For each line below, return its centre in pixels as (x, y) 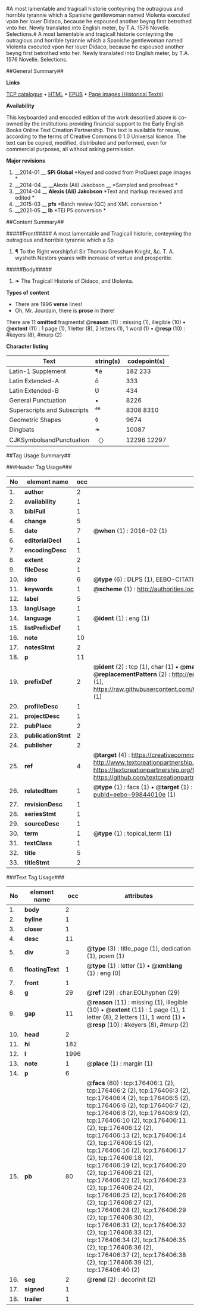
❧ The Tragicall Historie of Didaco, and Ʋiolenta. (74, 281)
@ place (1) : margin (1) (120, 1064)
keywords (39, 589)
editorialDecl (43, 540)
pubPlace (38, 726)
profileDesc (41, 706)
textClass (38, 843)
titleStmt (37, 862)
